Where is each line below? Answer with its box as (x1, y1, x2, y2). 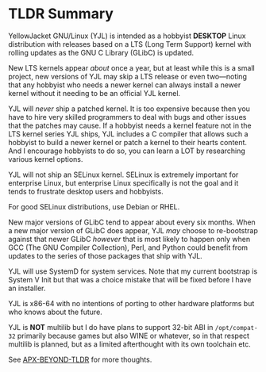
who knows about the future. (8, 307, 103, 316)
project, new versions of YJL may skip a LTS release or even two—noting (8, 71, 248, 81)
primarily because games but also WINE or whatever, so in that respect (17, 331, 250, 340)
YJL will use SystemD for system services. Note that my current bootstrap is (8, 267, 258, 276)
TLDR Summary (8, 5, 114, 23)
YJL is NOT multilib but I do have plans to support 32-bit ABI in (8, 322, 214, 332)
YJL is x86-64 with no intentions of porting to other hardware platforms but (8, 298, 255, 308)
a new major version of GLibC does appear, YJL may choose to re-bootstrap (8, 225, 258, 235)
